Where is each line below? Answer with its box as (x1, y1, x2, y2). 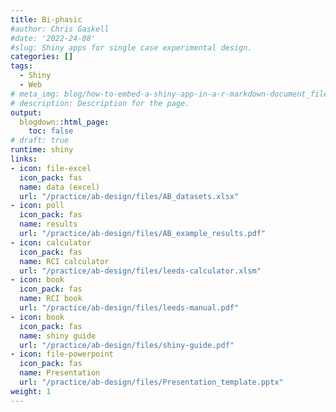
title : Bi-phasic (10, 14, 83, 25)
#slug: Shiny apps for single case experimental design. (10, 42, 253, 53)
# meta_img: (10, 89, 60, 99)
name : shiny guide (19, 331, 97, 341)
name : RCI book (19, 294, 83, 304)
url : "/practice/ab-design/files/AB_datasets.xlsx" (19, 191, 240, 201)
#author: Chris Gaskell (10, 24, 110, 34)
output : (10, 107, 43, 118)
